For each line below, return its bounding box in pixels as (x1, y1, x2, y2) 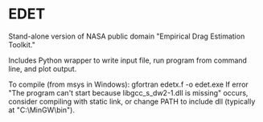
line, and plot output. (8, 63, 77, 73)
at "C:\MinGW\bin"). (8, 105, 75, 115)
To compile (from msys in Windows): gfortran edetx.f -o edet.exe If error (8, 79, 249, 89)
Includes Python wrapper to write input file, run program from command (8, 55, 248, 65)
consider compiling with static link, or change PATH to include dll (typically (8, 96, 256, 106)
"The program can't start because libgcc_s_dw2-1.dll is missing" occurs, (8, 87, 249, 97)
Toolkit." (8, 39, 36, 49)
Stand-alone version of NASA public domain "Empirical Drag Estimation (8, 31, 245, 41)
